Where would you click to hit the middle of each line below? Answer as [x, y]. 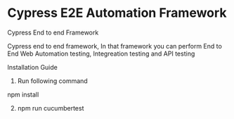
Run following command [52, 81]
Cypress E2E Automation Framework [117, 13]
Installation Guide [32, 67]
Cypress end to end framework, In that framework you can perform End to [115, 46]
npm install [23, 94]
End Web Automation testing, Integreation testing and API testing [101, 54]
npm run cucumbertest [51, 108]
